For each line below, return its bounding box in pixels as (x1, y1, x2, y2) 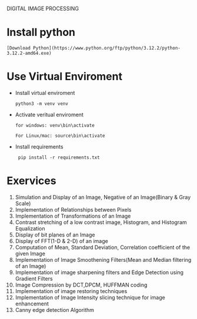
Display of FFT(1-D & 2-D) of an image (15, 237, 108, 244)
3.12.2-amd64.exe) (6, 50, 52, 56)
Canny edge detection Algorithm (15, 306, 95, 313)
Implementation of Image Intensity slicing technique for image (15, 294, 165, 301)
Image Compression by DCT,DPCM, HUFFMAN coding (15, 281, 148, 288)
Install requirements (15, 143, 64, 150)
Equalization (15, 225, 45, 232)
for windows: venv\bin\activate (15, 122, 95, 129)
